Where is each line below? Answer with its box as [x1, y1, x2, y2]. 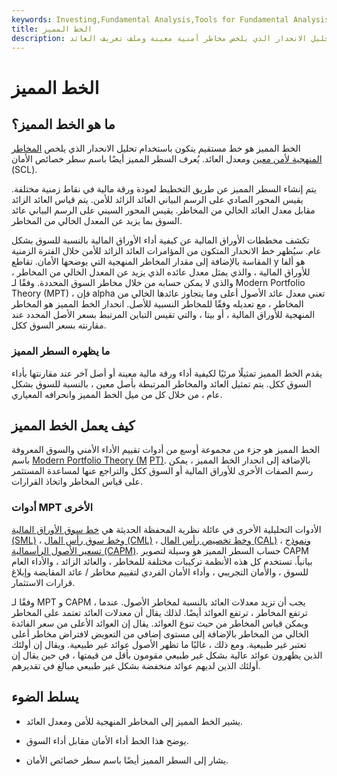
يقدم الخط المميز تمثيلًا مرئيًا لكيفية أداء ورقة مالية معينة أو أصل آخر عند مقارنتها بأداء [11, 367, 323, 379]
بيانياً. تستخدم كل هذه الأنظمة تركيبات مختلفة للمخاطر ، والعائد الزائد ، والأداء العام [11, 555, 313, 567]
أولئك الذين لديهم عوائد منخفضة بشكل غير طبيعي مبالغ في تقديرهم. [11, 659, 261, 671]
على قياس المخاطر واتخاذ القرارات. [11, 476, 143, 488]
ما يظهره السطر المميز [11, 344, 111, 358]
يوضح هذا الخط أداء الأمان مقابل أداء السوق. [25, 734, 189, 746]
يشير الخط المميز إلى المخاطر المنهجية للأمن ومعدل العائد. [25, 715, 244, 727]
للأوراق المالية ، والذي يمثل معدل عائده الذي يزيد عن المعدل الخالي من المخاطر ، [11, 266, 311, 278]
